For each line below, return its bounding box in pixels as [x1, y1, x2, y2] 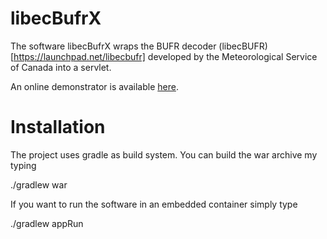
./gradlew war [10, 178, 68, 191]
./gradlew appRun [10, 217, 84, 229]
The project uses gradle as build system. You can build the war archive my [10, 148, 318, 161]
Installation [10, 116, 106, 139]
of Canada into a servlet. [10, 61, 112, 73]
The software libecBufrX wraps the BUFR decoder [10, 40, 217, 52]
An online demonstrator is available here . [10, 80, 179, 92]
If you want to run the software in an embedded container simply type [10, 198, 298, 210]
